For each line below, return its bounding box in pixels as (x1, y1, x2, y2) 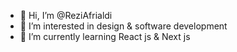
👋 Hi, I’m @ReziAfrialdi (19, 10, 113, 21)
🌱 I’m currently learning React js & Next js (19, 31, 191, 42)
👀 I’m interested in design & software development (19, 20, 228, 32)
